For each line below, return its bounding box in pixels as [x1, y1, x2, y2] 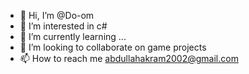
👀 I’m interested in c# [19, 20, 108, 32]
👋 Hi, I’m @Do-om [19, 10, 95, 21]
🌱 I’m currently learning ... [19, 31, 127, 42]
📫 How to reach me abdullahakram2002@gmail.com [19, 53, 239, 64]
